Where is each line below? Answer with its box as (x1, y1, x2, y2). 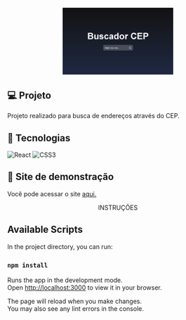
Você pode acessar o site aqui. (7, 189, 97, 198)
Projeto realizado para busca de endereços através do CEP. (7, 112, 180, 120)
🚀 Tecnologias (7, 132, 71, 144)
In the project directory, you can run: (7, 242, 113, 250)
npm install (7, 261, 48, 269)
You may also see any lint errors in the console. (7, 304, 144, 313)
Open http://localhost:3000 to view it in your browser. (7, 283, 163, 292)
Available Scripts (7, 224, 83, 236)
